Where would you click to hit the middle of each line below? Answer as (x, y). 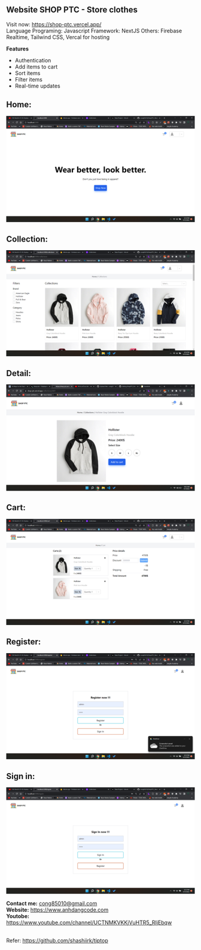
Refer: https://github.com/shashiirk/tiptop (57, 940)
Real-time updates (38, 86)
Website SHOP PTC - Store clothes (72, 10)
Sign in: (21, 776)
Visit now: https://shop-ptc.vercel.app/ (54, 24)
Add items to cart (36, 67)
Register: (24, 642)
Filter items (29, 79)
